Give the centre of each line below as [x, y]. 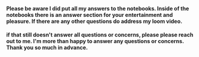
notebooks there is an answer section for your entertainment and [90, 14]
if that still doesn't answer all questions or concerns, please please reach [100, 35]
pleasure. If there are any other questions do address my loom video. [94, 21]
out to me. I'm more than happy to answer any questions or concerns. [95, 41]
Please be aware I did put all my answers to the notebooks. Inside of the [98, 8]
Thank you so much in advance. [47, 47]
